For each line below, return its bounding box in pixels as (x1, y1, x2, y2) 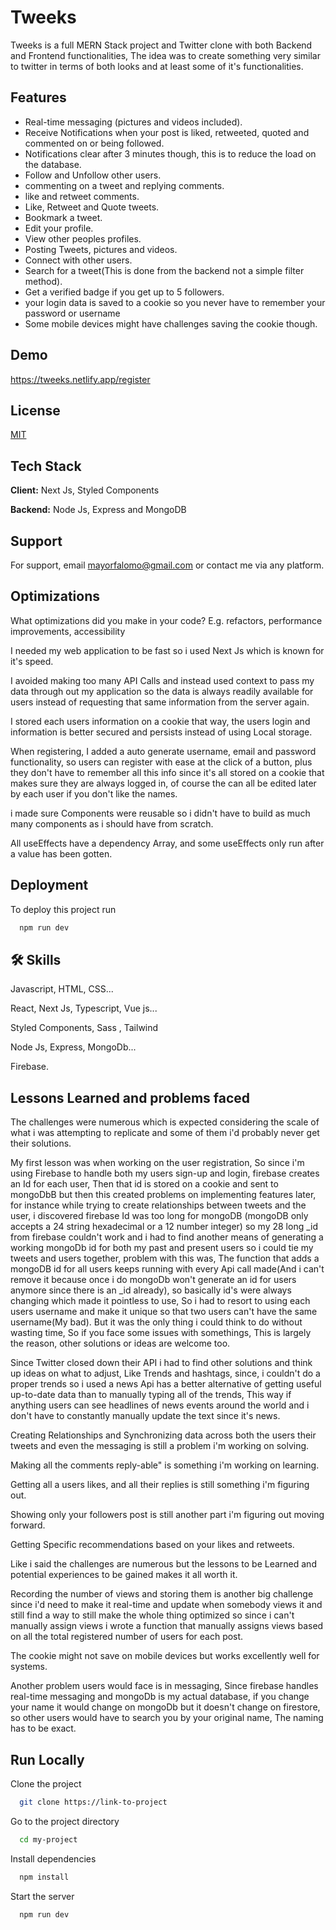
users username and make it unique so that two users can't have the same (10, 1306, 318, 1318)
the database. (24, 158, 82, 170)
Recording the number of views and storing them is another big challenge (10, 1588, 314, 1600)
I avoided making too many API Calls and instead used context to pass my (10, 674, 315, 686)
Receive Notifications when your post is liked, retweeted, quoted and (24, 126, 310, 138)
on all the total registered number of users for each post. (10, 1631, 244, 1643)
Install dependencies (10, 1852, 97, 1865)
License (10, 402, 61, 419)
